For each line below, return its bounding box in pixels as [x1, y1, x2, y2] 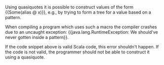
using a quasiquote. [5, 54, 45, 60]
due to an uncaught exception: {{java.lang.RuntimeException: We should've [5, 29, 159, 35]
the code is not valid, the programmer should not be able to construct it [5, 49, 150, 55]
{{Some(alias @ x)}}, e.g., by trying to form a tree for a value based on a [5, 9, 151, 15]
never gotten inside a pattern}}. [5, 34, 69, 40]
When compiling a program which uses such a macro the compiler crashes [5, 24, 157, 30]
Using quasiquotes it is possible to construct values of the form [5, 4, 134, 10]
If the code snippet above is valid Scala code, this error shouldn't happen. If [5, 44, 159, 49]
